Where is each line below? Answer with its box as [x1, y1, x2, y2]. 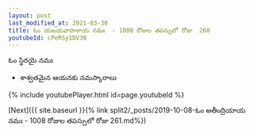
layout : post [8, 11, 52, 20]
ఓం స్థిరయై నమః [8, 56, 54, 65]
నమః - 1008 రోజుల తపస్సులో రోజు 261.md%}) [8, 116, 147, 125]
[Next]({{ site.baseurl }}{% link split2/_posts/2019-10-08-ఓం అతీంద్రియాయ [8, 105, 246, 115]
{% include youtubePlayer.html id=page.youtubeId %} [8, 90, 185, 100]
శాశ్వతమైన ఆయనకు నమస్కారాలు [19, 73, 117, 82]
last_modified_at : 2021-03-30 [8, 19, 109, 27]
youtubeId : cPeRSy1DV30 [8, 33, 87, 42]
